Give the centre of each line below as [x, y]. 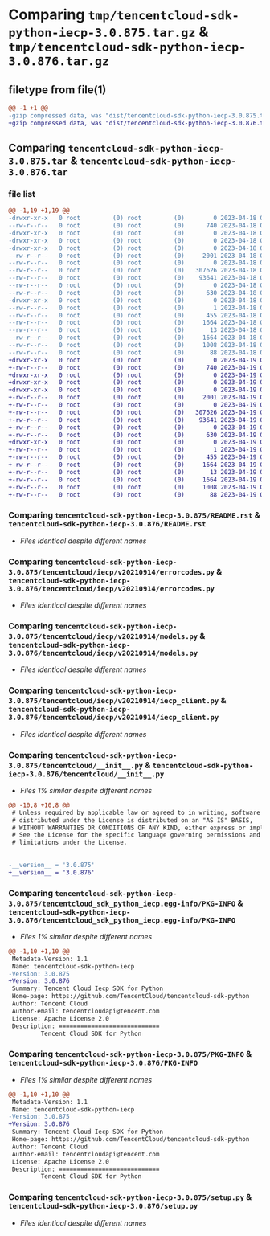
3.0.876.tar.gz [59, 61]
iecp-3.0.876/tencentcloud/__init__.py [86, 774]
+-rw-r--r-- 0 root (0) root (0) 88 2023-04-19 [133, 495]
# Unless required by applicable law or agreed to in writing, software [136, 812]
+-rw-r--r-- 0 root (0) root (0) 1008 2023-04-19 [133, 487]
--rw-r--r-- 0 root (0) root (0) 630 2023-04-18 [133, 293]
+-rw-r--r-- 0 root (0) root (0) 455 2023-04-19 [133, 457]
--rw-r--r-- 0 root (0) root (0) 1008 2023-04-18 [133, 346]
